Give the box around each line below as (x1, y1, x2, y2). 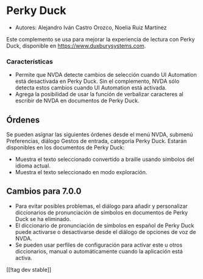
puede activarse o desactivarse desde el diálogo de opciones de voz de (15, 228, 196, 235)
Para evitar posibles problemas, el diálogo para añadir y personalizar (15, 202, 188, 210)
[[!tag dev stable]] (6, 266, 52, 273)
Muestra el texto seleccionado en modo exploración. (15, 169, 148, 176)
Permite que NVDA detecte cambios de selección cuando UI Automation (15, 71, 197, 79)
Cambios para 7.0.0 (6, 186, 82, 197)
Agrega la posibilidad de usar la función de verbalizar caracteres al (15, 91, 184, 98)
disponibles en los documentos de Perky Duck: (6, 144, 125, 151)
